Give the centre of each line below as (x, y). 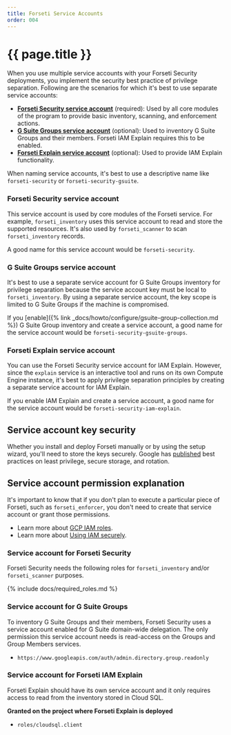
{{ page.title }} (50, 54)
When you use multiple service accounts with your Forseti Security (102, 73)
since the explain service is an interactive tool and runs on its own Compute (115, 373)
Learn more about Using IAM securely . (72, 535)
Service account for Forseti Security (69, 552)
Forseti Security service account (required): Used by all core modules (118, 109)
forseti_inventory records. (46, 236)
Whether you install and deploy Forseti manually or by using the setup (106, 447)
